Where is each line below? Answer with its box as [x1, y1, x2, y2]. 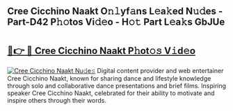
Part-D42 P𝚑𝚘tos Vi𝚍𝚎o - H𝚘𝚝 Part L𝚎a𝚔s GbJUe [7, 17, 225, 28]
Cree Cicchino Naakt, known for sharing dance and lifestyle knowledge [7, 74, 211, 82]
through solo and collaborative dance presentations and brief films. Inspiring [7, 82, 227, 90]
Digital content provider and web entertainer [97, 67, 224, 74]
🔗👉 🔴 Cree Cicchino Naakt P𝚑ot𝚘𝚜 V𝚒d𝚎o [7, 45, 196, 57]
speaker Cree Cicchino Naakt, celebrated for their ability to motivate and [7, 89, 215, 97]
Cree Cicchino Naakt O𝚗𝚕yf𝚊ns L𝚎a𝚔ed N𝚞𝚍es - [7, 6, 223, 17]
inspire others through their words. [7, 97, 106, 104]
